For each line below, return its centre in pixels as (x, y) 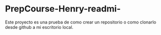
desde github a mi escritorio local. (39, 27)
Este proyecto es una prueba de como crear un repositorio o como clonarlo (81, 22)
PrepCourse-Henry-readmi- (63, 9)
